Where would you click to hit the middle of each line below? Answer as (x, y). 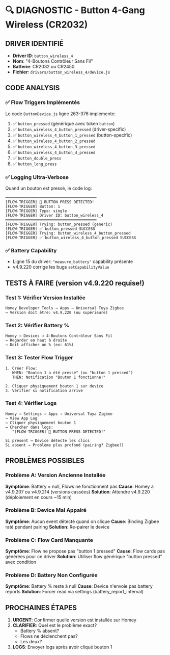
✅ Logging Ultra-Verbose (37, 177)
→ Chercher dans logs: (29, 427)
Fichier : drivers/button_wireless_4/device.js (61, 72)
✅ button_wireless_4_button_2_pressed (54, 141)
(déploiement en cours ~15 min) (39, 497)
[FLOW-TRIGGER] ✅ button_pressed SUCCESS (50, 229)
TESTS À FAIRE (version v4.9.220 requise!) (75, 283)
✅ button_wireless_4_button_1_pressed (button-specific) (72, 135)
